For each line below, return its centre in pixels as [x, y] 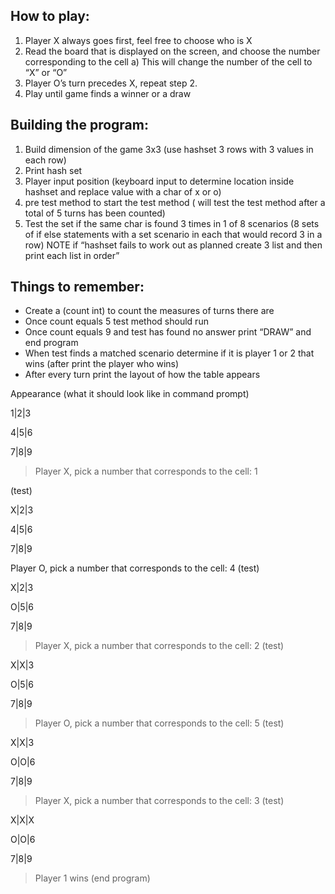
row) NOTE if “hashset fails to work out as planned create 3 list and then [173, 245]
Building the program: [79, 125]
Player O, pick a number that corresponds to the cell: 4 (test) [135, 568]
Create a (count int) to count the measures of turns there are [149, 311]
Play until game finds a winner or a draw [108, 93]
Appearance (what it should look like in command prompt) [130, 394]
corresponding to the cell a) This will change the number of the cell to [168, 61]
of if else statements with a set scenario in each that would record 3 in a [173, 234]
